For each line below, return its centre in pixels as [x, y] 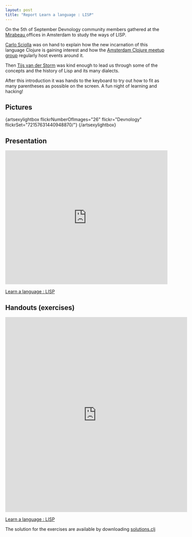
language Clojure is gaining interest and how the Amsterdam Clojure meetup [85, 50]
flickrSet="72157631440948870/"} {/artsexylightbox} [61, 125]
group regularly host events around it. [45, 55]
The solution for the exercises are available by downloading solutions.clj [80, 529]
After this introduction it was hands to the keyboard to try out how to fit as [82, 80]
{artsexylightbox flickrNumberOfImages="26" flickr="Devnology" [73, 120]
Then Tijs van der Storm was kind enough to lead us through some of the [82, 65]
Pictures [19, 107]
